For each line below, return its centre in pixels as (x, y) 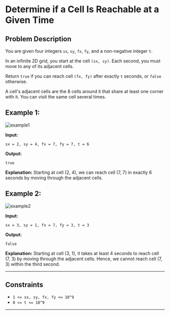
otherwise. (16, 82)
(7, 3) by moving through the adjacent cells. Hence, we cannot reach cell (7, (84, 259)
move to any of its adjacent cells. (40, 66)
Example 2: (23, 194)
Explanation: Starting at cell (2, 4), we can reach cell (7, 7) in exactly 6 (79, 172)
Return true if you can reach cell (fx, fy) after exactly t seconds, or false (83, 76)
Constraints (24, 285)
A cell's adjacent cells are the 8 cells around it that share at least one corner (84, 91)
